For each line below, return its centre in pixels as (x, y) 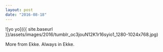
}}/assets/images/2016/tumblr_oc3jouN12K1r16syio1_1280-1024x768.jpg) (82, 34)
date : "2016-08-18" (26, 15)
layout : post (19, 10)
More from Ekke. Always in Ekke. (40, 44)
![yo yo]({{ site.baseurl (29, 29)
